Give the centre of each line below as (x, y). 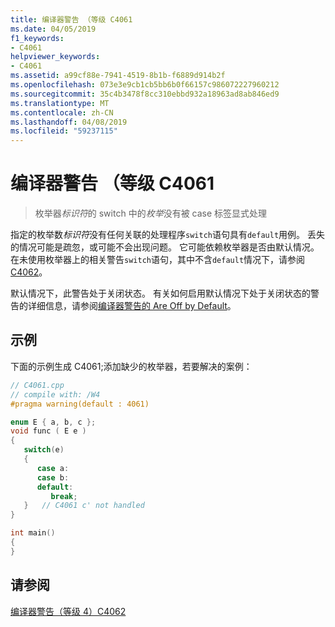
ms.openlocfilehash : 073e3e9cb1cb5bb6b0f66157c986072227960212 (145, 85)
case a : (53, 468)
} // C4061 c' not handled (84, 506)
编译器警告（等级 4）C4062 (68, 611)
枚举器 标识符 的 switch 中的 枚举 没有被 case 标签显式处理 (151, 213)
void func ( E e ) (48, 431)
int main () (33, 533)
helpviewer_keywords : (55, 57)
